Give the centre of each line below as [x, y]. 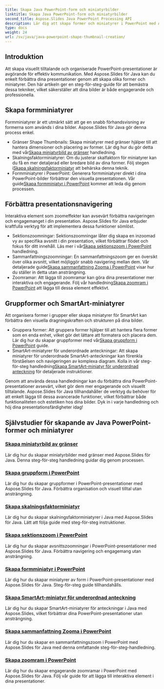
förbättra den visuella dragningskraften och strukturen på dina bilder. [74, 320]
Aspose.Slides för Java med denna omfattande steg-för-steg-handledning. [80, 647]
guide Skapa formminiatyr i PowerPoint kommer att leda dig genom [79, 183]
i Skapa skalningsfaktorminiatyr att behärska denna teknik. [71, 168]
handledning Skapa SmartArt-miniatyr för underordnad [84, 366]
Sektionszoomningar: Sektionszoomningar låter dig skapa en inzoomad [83, 236]
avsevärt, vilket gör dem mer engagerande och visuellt [91, 386]
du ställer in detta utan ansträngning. [49, 272]
